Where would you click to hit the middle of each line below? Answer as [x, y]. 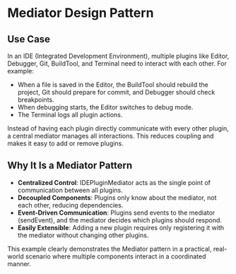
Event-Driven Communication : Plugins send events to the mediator [116, 213]
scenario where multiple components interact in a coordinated [116, 256]
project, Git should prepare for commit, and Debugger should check [116, 92]
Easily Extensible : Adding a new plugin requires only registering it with [121, 227]
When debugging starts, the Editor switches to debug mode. [105, 107]
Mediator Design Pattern [81, 13]
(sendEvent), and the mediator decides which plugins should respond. [120, 220]
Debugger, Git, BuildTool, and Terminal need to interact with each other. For [117, 64]
